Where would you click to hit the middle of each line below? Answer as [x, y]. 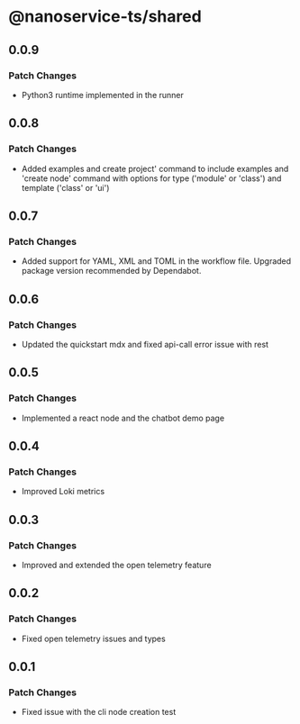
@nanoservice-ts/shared [105, 17]
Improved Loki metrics [63, 492]
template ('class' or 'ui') [65, 187]
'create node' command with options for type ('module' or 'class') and [151, 178]
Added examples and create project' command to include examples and [155, 168]
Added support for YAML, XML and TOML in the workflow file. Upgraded [156, 261]
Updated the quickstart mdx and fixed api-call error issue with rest [145, 344]
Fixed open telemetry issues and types [93, 638]
